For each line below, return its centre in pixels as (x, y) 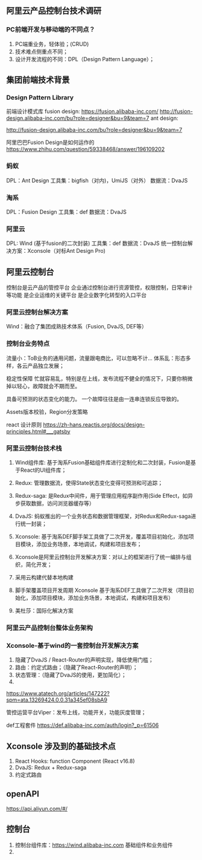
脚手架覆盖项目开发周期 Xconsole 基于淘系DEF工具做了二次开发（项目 (102, 590)
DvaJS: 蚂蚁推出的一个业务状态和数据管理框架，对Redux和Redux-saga (103, 516)
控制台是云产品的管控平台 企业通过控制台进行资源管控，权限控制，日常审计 (99, 288)
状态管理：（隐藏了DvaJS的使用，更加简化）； (71, 675)
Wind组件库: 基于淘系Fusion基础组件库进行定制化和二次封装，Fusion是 (103, 462)
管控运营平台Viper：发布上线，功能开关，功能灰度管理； (76, 712)
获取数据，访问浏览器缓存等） (57, 503)
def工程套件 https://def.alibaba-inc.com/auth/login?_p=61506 (83, 725)
